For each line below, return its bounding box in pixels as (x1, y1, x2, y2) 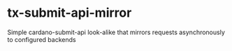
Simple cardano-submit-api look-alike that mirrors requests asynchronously (7, 28, 225, 36)
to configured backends (7, 35, 76, 43)
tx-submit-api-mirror (7, 5, 132, 21)
